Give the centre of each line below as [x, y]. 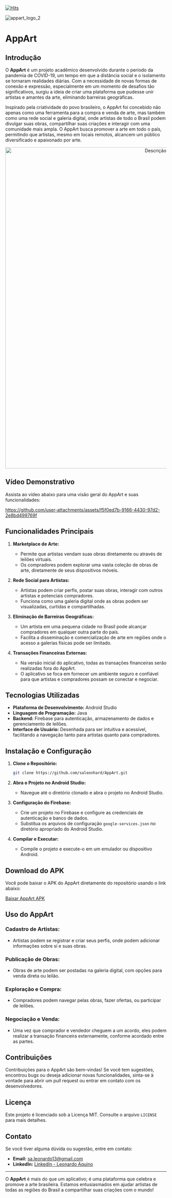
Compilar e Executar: [36, 839]
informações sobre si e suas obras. [50, 946]
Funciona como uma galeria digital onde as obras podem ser [84, 601]
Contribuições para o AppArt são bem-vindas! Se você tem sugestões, [80, 1070]
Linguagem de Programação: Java [50, 713]
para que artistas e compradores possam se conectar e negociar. [89, 679]
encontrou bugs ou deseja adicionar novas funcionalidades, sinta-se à [79, 1075]
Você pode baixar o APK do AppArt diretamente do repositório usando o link [86, 883]
